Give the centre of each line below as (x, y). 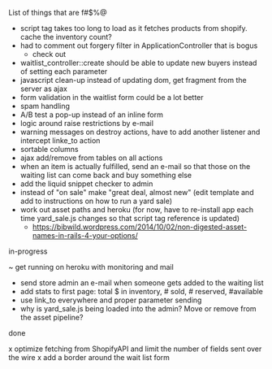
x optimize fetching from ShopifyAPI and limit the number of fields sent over (135, 349)
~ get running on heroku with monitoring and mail (91, 267)
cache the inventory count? (66, 37)
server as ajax (43, 89)
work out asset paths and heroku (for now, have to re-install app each (137, 210)
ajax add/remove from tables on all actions (91, 158)
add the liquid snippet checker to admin (86, 184)
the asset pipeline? (52, 317)
